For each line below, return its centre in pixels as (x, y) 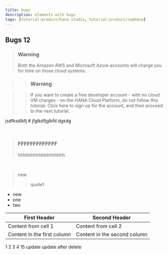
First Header (39, 217)
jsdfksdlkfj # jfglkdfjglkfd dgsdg (38, 121)
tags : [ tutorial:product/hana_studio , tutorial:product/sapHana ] (75, 19)
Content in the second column (112, 234)
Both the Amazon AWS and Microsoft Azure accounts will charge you (90, 65)
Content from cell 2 (99, 226)
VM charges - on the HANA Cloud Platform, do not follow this (94, 100)
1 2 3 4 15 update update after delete (44, 247)
